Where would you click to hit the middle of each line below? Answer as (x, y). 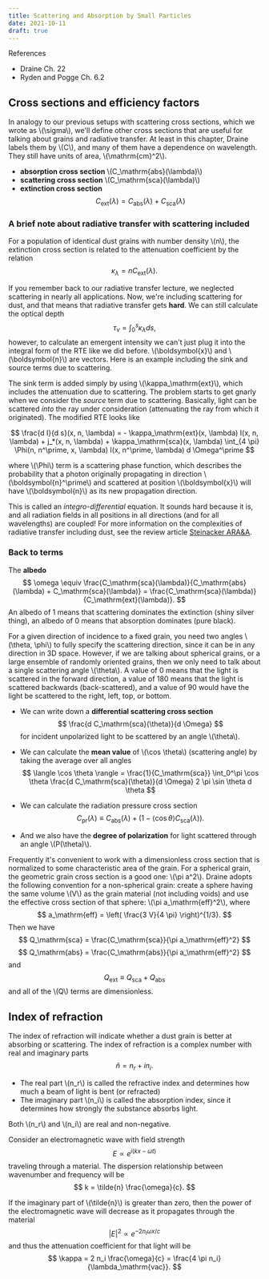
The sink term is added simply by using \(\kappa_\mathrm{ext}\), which (126, 383)
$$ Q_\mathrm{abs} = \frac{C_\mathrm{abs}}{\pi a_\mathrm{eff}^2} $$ (134, 952)
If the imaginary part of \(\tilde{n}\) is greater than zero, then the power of (130, 1202)
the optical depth (36, 314)
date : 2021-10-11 (37, 23)
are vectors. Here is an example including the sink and (159, 359)
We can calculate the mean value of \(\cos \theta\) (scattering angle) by (139, 752)
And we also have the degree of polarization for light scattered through (138, 835)
